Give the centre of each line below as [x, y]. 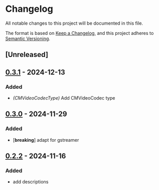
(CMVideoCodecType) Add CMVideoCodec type [64, 98]
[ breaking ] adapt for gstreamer [46, 140]
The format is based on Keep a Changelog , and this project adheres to [79, 33]
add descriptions [31, 182]
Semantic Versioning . [28, 39]
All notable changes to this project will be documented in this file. [74, 23]
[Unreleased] [27, 55]
